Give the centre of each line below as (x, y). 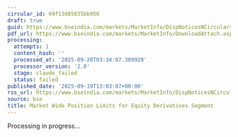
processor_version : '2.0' (52, 66)
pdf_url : (20, 34)
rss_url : (20, 93)
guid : (15, 27)
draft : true (25, 20)
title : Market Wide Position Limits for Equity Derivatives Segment (110, 106)
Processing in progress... (44, 126)
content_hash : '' (39, 54)
